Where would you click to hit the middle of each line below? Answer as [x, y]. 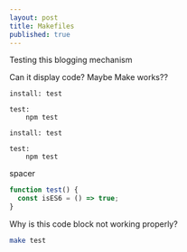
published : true [40, 34]
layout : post [34, 18]
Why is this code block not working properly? [93, 224]
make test [28, 240]
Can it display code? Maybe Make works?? [89, 77]
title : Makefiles [42, 26]
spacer [23, 174]
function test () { [44, 190]
